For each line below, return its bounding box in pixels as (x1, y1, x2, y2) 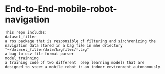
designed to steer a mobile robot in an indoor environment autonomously (5, 64, 161, 69)
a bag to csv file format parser (5, 51, 74, 56)
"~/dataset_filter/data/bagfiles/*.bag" (5, 47, 90, 52)
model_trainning (5, 55, 39, 61)
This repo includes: (5, 30, 48, 35)
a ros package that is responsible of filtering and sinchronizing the (5, 38, 156, 44)
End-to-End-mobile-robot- (5, 3, 117, 15)
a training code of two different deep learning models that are (5, 60, 145, 65)
